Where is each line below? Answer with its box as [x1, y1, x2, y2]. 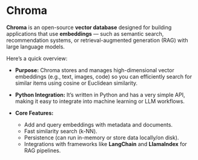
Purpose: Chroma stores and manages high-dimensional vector [15, 66, 174, 73]
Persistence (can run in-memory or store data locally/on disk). [24, 134, 179, 141]
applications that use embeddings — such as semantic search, [6, 30, 164, 37]
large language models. [6, 43, 65, 50]
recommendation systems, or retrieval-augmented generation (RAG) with [6, 36, 188, 44]
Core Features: [15, 109, 54, 116]
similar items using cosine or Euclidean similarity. [15, 79, 138, 87]
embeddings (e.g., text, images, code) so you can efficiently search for [15, 73, 193, 80]
